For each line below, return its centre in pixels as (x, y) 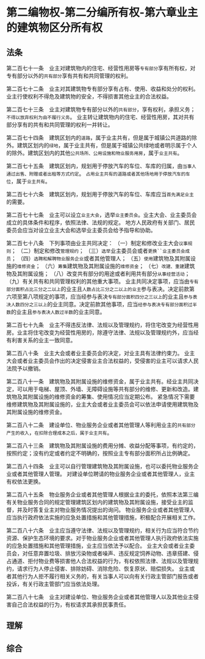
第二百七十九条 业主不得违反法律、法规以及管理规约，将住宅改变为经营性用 (103, 325)
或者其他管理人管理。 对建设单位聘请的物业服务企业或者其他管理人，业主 (103, 474)
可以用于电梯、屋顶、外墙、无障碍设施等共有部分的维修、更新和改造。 (105, 389)
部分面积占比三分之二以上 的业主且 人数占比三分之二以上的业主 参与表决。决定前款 (98, 289)
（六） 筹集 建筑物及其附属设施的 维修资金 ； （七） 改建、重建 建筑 (118, 266)
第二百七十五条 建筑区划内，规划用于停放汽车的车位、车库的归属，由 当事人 (101, 166)
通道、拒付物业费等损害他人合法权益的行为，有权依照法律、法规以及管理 (102, 561)
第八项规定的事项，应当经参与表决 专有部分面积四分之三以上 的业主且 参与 (108, 296)
